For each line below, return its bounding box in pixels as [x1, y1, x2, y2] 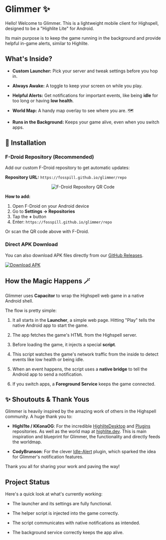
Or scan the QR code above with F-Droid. [5, 229, 89, 235]
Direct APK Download [5, 241, 58, 248]
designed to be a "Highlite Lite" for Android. [5, 25, 94, 31]
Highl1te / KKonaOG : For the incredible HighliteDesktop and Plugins [12, 423, 151, 429]
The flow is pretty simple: [5, 307, 57, 313]
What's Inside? [5, 55, 53, 63]
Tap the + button [12, 214, 47, 220]
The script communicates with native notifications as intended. [12, 520, 140, 526]
